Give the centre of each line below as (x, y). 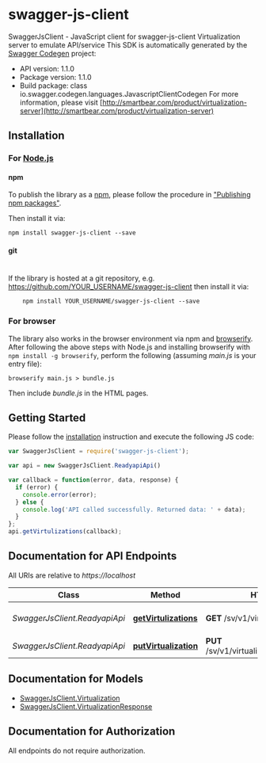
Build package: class (53, 86)
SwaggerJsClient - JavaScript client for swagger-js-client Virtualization (124, 36)
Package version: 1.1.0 (55, 77)
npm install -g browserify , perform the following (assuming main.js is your (132, 355)
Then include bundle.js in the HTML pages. (78, 393)
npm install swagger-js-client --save (72, 233)
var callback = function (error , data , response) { (93, 480)
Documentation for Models (76, 679)
